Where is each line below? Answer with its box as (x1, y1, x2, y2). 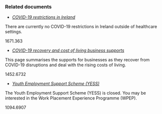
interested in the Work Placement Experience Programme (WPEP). (5, 95, 137, 101)
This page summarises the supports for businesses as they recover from (5, 57, 150, 63)
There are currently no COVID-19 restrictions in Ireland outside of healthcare (5, 24, 157, 29)
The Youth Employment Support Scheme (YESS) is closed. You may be (5, 90, 146, 96)
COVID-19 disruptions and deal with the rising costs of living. (5, 62, 126, 68)
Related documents (5, 3, 52, 10)
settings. (5, 29, 23, 35)
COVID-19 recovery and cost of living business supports (12, 47, 125, 54)
